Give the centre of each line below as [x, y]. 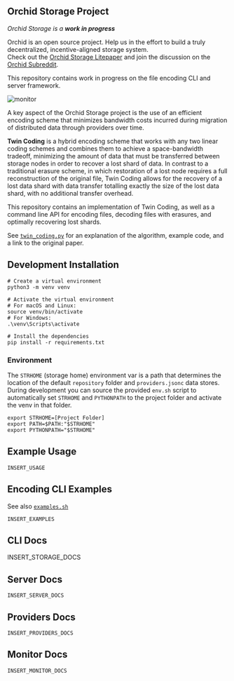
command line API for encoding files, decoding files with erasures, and [109, 214]
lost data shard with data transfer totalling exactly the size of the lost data [113, 186]
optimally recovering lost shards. [54, 222]
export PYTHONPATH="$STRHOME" [51, 430]
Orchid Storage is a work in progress [61, 28]
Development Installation [63, 265]
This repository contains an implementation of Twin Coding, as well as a [111, 207]
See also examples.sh [38, 506]
